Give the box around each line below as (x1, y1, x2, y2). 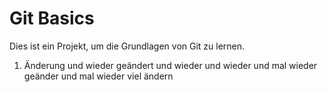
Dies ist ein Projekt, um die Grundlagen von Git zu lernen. (9, 40, 246, 52)
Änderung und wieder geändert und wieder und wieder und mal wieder (23, 59, 318, 71)
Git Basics (9, 7, 95, 30)
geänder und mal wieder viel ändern (23, 70, 174, 82)
